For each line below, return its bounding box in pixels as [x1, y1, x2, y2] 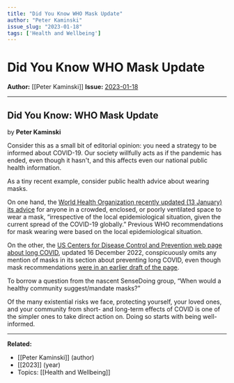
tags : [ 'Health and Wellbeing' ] [7, 29, 101, 37]
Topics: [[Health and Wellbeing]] [17, 368, 111, 376]
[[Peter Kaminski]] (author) [17, 353, 95, 361]
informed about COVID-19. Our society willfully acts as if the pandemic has [7, 149, 222, 157]
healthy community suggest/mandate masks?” [7, 284, 141, 292]
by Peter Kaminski [7, 128, 61, 136]
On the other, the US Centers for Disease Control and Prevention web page [7, 241, 223, 249]
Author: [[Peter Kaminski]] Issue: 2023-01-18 [7, 83, 139, 91]
